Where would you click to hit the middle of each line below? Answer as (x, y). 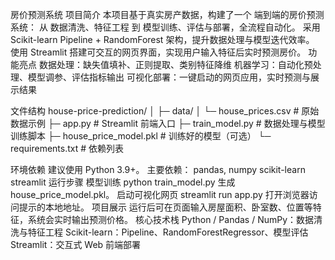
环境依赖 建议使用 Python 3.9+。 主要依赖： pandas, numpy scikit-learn (158, 169)
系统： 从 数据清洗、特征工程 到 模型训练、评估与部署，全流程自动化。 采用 (165, 27)
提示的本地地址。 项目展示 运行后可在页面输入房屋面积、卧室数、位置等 (165, 207)
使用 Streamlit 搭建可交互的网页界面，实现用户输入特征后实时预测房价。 (158, 52)
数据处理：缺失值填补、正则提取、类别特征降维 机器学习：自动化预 (175, 64)
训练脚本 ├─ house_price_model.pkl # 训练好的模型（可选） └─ (141, 136)
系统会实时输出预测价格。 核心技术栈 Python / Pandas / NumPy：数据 (171, 219)
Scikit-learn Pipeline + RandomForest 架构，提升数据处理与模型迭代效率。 (162, 39)
